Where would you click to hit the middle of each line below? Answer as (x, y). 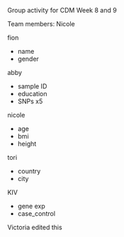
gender (28, 59)
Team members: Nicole (41, 24)
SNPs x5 (30, 101)
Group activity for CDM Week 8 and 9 (62, 10)
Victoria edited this (35, 227)
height (27, 144)
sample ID (32, 86)
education (32, 94)
